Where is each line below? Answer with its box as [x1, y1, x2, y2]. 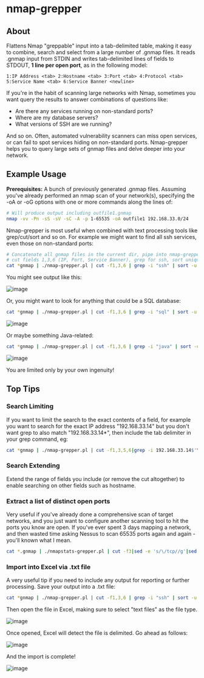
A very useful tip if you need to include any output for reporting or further [6, 576, 190, 584]
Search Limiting [6, 402, 54, 410]
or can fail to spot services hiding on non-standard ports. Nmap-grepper [6, 139, 188, 146]
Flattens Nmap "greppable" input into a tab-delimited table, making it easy [6, 42, 192, 49]
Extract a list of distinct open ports [6, 497, 110, 505]
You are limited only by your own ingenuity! [6, 366, 115, 373]
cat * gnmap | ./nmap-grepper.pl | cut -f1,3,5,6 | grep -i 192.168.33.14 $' [6, 447, 197, 453]
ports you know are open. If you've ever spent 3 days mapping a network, [6, 524, 191, 531]
